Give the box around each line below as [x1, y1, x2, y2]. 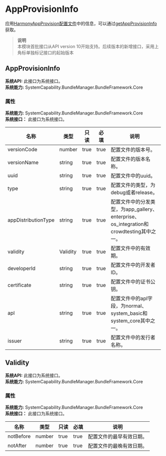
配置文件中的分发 [110, 198, 151, 205]
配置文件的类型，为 [110, 182, 156, 189]
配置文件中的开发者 [110, 262, 156, 269]
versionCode [7, 146, 38, 153]
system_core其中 [110, 317, 151, 324]
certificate [7, 282, 32, 288]
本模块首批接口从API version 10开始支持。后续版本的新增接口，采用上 [17, 43, 159, 49]
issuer [7, 338, 22, 344]
